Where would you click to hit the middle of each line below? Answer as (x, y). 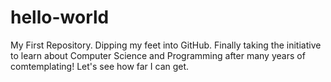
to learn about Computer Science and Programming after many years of (158, 55)
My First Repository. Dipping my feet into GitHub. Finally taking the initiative (166, 45)
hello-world (60, 17)
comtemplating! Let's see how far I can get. (100, 66)
